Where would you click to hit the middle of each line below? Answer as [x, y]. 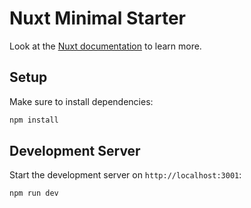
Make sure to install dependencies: [81, 101]
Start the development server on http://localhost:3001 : [125, 175]
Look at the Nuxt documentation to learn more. [105, 46]
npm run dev [34, 193]
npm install [34, 120]
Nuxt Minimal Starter [98, 18]
